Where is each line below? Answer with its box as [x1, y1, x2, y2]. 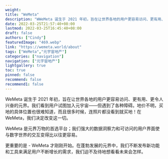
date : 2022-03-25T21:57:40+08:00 [5, 21, 75, 26]
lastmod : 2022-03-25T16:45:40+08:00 [5, 26, 82, 31]
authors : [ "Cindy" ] [5, 35, 46, 40]
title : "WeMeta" [5, 12, 39, 17]
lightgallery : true [5, 63, 46, 68]
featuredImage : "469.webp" [5, 40, 62, 45]
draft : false [5, 30, 33, 35]
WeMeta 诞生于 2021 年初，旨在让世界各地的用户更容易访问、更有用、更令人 [5, 96, 163, 102]
